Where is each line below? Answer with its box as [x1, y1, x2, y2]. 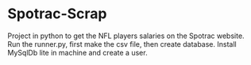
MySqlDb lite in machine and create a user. [7, 48, 148, 57]
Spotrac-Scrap [7, 5, 107, 23]
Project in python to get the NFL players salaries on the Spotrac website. [7, 31, 245, 40]
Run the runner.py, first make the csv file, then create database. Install [7, 39, 237, 48]
